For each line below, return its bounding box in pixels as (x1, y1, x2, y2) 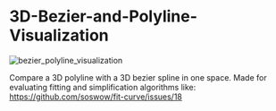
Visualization (9, 25, 109, 46)
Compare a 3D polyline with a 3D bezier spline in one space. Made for (9, 72, 267, 82)
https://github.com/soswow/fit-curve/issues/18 (9, 91, 183, 102)
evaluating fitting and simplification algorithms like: (9, 81, 197, 92)
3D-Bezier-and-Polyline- (9, 6, 198, 27)
